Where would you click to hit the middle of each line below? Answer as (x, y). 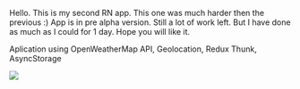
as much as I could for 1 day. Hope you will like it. (100, 32)
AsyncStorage (35, 58)
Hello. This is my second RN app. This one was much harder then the (137, 13)
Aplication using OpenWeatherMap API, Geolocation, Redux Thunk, (133, 49)
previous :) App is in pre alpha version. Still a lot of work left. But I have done (150, 22)
